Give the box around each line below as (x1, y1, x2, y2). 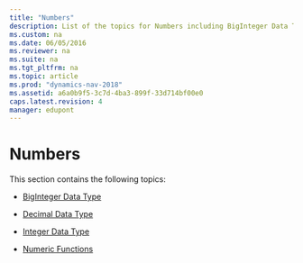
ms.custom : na (9, 30, 63, 39)
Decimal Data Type (22, 209, 94, 220)
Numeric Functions (22, 244, 94, 255)
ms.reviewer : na (9, 47, 70, 56)
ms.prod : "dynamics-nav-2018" (9, 80, 124, 89)
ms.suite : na (9, 55, 59, 64)
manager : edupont (9, 105, 75, 114)
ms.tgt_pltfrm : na (9, 64, 78, 73)
